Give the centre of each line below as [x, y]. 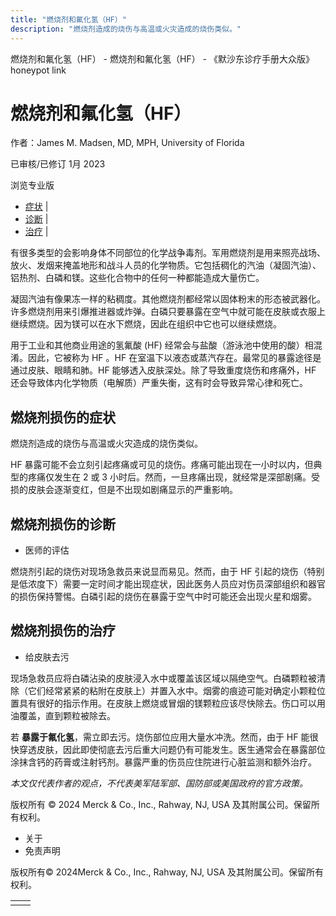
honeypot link [38, 70]
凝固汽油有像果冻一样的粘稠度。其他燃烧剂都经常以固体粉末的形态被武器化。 [168, 299]
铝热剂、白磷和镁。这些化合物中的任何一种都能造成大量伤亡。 [137, 278]
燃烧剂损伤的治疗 [63, 631]
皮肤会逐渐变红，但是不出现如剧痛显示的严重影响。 [132, 490]
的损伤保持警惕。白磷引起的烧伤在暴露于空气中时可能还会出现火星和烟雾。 [163, 597]
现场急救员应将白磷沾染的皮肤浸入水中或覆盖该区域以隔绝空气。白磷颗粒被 [163, 678]
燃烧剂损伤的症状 [63, 417]
